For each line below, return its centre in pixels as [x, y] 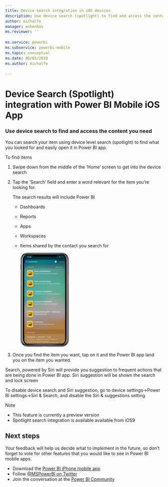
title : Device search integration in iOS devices [58, 11]
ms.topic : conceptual [28, 53]
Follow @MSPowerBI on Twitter [45, 473]
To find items [19, 157]
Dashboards [32, 207]
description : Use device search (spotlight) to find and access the [78, 16]
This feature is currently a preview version [56, 415]
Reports [28, 216]
